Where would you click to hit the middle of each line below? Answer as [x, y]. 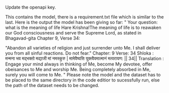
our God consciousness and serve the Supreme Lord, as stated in [73, 33]
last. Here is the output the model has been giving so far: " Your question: [81, 22]
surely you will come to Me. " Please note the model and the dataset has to [83, 75]
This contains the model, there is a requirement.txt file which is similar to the [84, 17]
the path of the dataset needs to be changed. [52, 85]
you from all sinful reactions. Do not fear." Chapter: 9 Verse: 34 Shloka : [79, 53]
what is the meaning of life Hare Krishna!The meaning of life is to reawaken [83, 27]
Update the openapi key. [31, 7]
